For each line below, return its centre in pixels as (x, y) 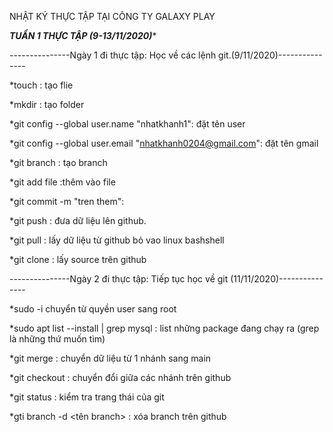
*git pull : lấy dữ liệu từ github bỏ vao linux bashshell (117, 240)
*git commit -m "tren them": (67, 201)
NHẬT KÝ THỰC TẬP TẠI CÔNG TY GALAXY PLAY (112, 16)
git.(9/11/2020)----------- (270, 55)
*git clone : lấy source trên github (78, 259)
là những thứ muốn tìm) (57, 339)
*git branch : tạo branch (58, 162)
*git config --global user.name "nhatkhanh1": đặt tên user (127, 124)
